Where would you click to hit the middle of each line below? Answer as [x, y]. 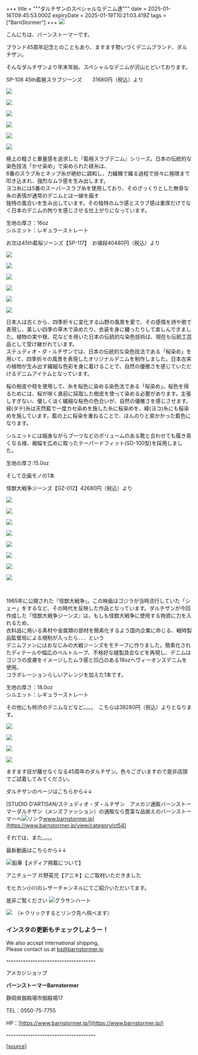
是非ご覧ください [27, 900]
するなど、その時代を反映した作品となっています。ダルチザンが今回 [108, 608]
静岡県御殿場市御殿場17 [34, 998]
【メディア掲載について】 [53, 863]
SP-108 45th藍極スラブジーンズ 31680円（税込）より [75, 79]
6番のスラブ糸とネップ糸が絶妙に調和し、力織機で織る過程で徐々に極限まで [98, 173]
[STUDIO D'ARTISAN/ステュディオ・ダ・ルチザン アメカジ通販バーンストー [99, 804]
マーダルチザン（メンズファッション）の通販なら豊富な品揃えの [83, 811]
